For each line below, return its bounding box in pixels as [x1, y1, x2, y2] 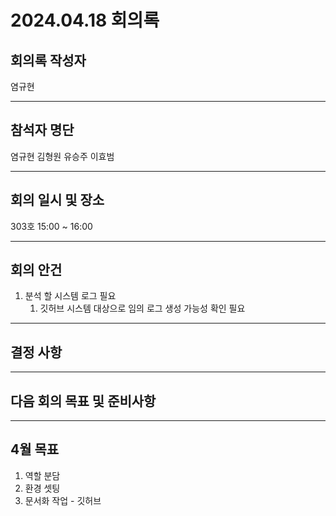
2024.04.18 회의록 [10, 9, 160, 32]
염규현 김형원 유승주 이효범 [10, 150, 115, 162]
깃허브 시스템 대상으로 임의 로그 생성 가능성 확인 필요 [39, 302, 246, 315]
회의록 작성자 [10, 52, 87, 69]
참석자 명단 [10, 122, 75, 139]
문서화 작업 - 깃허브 [24, 494, 102, 506]
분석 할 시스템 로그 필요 [24, 290, 117, 302]
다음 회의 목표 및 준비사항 [10, 392, 157, 410]
